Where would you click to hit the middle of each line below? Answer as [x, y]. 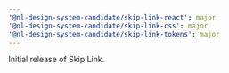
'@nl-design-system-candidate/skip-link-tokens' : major [114, 34]
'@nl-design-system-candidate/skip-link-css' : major [108, 26]
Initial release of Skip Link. [57, 60]
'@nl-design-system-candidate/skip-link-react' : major [112, 17]
